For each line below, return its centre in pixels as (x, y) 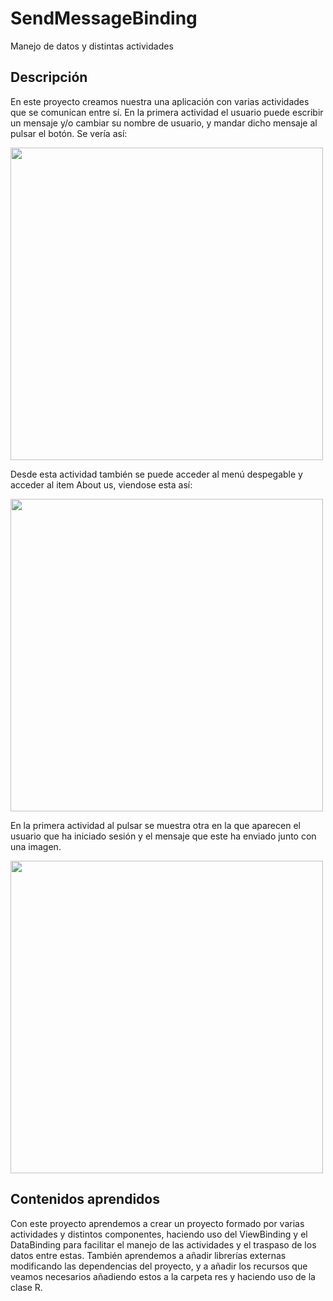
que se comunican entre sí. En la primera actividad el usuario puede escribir (167, 112)
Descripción (49, 77)
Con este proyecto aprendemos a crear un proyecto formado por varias (157, 1223)
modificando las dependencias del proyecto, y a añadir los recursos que (159, 1266)
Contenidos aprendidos (85, 1199)
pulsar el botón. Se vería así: (69, 133)
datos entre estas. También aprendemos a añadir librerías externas (148, 1255)
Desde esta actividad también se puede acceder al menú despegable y (156, 474)
